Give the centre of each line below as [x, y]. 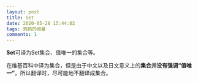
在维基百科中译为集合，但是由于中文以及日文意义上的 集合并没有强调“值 [97, 66]
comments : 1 [21, 35]
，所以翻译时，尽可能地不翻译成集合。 [63, 73]
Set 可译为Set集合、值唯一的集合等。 [53, 53]
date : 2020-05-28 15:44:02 [41, 23]
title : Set [20, 18]
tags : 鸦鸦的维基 [26, 29]
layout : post [23, 12]
